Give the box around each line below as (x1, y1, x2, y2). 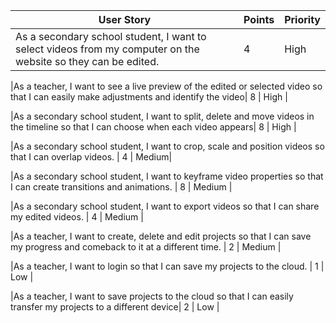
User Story (98, 13, 152, 26)
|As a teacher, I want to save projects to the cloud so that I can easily (10, 290, 294, 302)
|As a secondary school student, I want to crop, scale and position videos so (10, 140, 325, 152)
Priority (284, 13, 321, 26)
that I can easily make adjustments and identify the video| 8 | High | (10, 91, 288, 103)
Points (243, 13, 275, 26)
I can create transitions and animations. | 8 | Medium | (10, 181, 233, 193)
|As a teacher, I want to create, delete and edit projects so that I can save (10, 230, 312, 242)
